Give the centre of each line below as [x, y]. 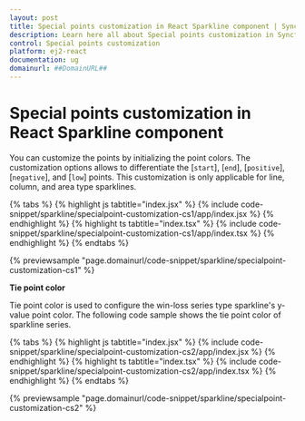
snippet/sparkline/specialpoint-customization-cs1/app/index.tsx [128, 233]
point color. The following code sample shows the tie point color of [156, 315]
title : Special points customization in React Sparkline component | [144, 26]
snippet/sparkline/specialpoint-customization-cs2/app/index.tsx [129, 371]
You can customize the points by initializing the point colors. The [130, 157]
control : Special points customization [85, 43]
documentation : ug [44, 60]
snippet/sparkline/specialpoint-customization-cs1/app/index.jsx [128, 213]
